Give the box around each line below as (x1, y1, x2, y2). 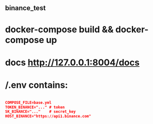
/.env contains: (5, 79, 68, 90)
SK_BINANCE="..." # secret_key (5, 109, 76, 114)
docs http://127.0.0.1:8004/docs (5, 57, 140, 68)
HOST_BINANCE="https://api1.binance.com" (5, 114, 92, 119)
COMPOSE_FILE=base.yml (5, 100, 52, 105)
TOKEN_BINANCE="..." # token (5, 105, 65, 110)
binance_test (5, 4, 46, 12)
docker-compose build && (5, 24, 114, 35)
